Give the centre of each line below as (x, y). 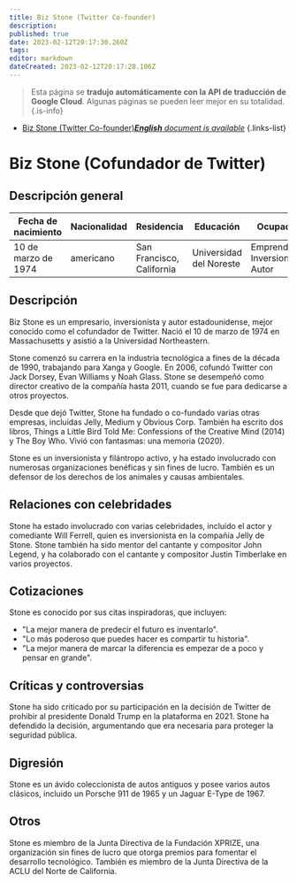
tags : (19, 50)
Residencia (160, 227)
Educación (217, 227)
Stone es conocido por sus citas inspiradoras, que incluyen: (118, 612)
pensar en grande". (57, 658)
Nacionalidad (99, 227)
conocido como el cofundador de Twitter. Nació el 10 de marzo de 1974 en (145, 331)
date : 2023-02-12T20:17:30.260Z (69, 42)
